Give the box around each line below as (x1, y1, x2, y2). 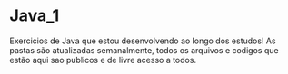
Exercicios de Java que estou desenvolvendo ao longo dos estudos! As (9, 35, 276, 46)
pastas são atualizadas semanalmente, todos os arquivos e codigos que (9, 44, 279, 55)
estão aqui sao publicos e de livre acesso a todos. (9, 54, 197, 65)
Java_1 (9, 5, 60, 26)
